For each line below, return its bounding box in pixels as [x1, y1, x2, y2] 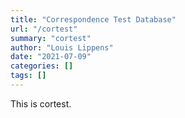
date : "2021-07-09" [10, 52, 92, 62]
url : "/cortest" [10, 24, 78, 34]
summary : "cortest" [10, 33, 92, 43]
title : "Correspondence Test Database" [10, 14, 177, 25]
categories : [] [10, 61, 74, 71]
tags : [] [10, 71, 47, 81]
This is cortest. [10, 97, 72, 110]
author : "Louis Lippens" [10, 42, 114, 53]
